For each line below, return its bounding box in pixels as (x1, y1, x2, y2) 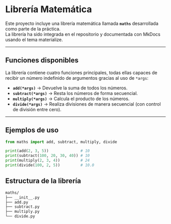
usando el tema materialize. (5, 37, 63, 43)
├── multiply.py (5, 209, 40, 214)
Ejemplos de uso (5, 126, 59, 135)
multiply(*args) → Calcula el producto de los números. (12, 95, 130, 102)
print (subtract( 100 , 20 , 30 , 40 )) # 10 (5, 153, 90, 158)
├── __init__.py (5, 195, 40, 200)
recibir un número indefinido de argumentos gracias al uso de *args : (5, 75, 149, 81)
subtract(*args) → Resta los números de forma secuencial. (12, 90, 138, 96)
